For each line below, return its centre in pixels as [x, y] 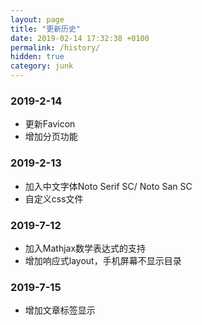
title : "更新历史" [46, 29]
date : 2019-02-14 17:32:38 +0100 [80, 38]
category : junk [42, 66]
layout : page [37, 19]
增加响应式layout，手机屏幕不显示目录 [103, 260]
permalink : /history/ [55, 47]
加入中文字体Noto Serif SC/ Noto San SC [108, 186]
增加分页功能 [51, 137]
